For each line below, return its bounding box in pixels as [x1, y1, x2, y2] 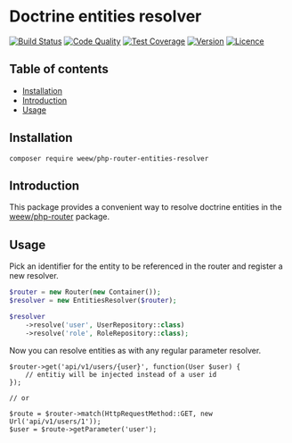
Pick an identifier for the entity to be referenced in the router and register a [9, 261, 283, 272]
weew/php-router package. [9, 212, 110, 222]
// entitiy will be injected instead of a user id [25, 370, 217, 379]
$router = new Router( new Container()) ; [9, 288, 162, 297]
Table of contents [9, 62, 109, 77]
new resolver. [9, 271, 60, 281]
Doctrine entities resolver [9, 6, 202, 27]
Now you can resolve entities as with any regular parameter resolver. [9, 345, 262, 355]
